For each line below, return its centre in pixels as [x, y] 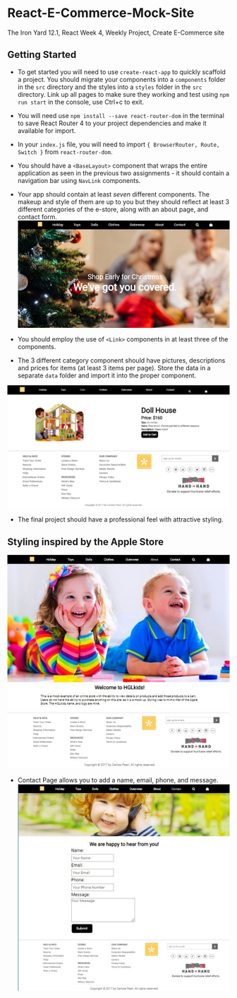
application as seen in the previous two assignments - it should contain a [123, 173]
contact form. [37, 216]
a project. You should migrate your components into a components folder [121, 79]
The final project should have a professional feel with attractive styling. [120, 519]
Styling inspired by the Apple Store [86, 542]
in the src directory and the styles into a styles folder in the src [110, 87]
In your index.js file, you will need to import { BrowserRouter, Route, [119, 144]
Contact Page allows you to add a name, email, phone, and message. [118, 780]
